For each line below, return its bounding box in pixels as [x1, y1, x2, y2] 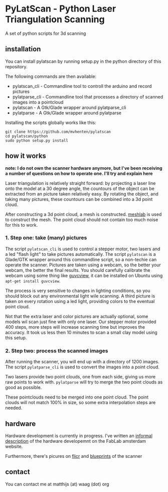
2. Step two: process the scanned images [5, 347, 108, 354]
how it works [5, 152, 47, 160]
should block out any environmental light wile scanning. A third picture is [5, 292, 155, 299]
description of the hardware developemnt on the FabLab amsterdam [5, 438, 146, 444]
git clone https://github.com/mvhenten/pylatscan [5, 129, 111, 134]
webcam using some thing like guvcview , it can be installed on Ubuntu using [5, 272, 163, 278]
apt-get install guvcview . [5, 277, 61, 284]
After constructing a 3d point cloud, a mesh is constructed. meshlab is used [5, 211, 162, 217]
